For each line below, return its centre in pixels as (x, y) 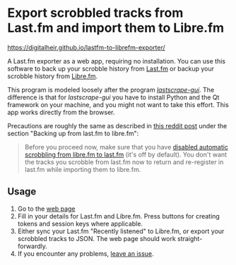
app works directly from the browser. (61, 112)
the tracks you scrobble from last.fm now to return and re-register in (124, 162)
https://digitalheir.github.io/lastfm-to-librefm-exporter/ (87, 47)
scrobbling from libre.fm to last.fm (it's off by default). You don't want (126, 154)
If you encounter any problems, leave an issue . (85, 253)
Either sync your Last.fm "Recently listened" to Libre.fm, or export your (121, 231)
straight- (190, 238)
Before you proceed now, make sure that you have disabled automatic (126, 147)
